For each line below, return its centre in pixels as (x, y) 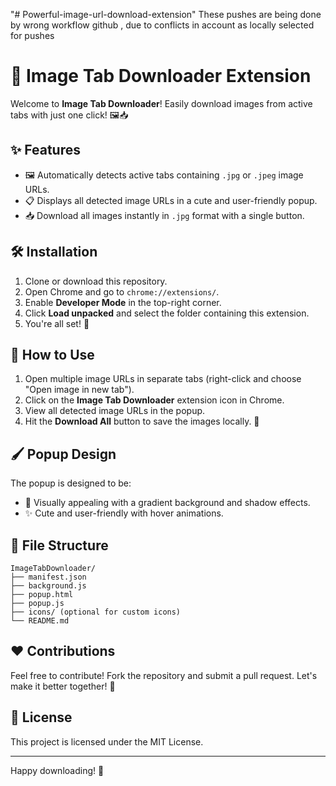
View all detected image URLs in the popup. (115, 411)
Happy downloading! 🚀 (57, 770)
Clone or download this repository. (96, 281)
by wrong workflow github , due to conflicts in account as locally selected (162, 25)
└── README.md (40, 621)
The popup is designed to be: (71, 483)
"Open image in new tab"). (79, 390)
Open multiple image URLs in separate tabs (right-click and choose (163, 379)
